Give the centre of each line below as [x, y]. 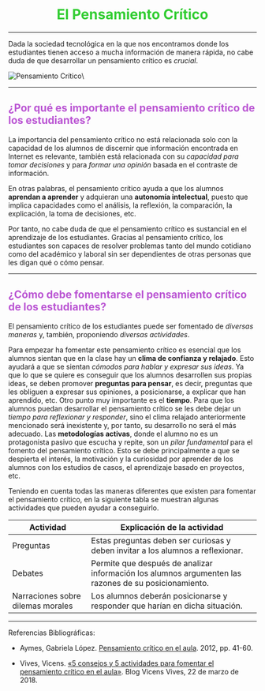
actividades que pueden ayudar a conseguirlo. [84, 508]
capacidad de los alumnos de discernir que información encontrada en [123, 148]
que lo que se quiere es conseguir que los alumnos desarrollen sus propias [130, 375]
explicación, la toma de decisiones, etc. [72, 213]
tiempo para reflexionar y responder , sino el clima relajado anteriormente [127, 417]
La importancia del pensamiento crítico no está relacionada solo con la [123, 139]
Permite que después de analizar [152, 563]
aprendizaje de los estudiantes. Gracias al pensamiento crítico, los [116, 237]
